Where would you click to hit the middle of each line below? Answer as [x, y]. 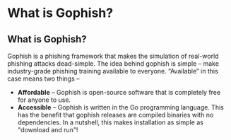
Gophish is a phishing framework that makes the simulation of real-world [113, 56]
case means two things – [43, 78]
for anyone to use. [44, 100]
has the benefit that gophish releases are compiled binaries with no [115, 115]
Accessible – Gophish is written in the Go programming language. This [120, 107]
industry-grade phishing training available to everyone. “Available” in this [113, 71]
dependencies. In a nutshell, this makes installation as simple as [110, 122]
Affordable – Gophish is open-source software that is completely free [119, 92]
